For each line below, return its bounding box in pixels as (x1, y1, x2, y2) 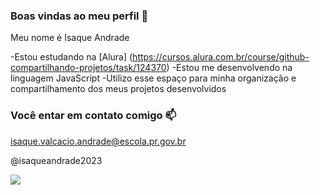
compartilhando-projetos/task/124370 (10, 62, 167, 74)
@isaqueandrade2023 (10, 154, 103, 166)
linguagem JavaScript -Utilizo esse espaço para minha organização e (10, 72, 297, 84)
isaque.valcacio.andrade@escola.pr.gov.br (10, 135, 187, 147)
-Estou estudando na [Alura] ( (10, 51, 133, 63)
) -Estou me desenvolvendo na (166, 62, 293, 74)
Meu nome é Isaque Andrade (10, 32, 130, 44)
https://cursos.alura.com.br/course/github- (132, 51, 310, 63)
